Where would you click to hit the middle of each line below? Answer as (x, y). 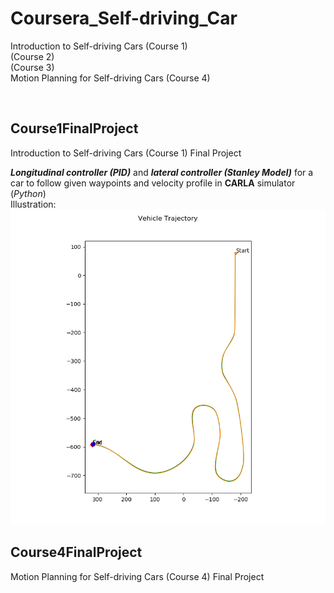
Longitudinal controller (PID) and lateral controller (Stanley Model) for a (162, 172)
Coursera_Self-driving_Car (124, 18)
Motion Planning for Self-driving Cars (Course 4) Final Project (137, 576)
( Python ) (28, 193)
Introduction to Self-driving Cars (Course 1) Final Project (126, 153)
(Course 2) (32, 56)
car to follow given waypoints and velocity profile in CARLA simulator (153, 183)
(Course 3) (32, 67)
